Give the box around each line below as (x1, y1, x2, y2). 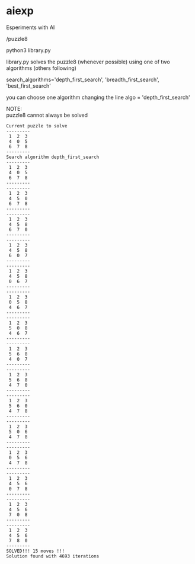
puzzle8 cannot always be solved (6, 111, 88, 118)
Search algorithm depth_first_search (6, 154, 100, 160)
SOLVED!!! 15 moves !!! (6, 548, 65, 554)
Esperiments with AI (6, 24, 55, 31)
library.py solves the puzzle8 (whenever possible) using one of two (6, 58, 170, 65)
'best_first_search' (6, 82, 52, 89)
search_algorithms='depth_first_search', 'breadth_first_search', (6, 76, 159, 83)
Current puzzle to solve (6, 123, 68, 129)
